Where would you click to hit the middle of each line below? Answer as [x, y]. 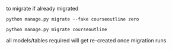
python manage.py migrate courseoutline [57, 29]
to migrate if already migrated [42, 9]
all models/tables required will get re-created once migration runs [86, 40]
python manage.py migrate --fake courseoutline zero [73, 19]
